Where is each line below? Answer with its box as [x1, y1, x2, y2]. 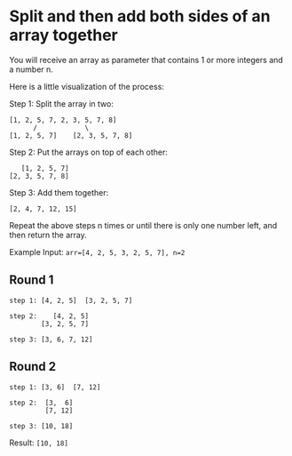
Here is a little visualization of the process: [9, 81, 164, 92]
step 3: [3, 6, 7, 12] [9, 335, 93, 344]
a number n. [9, 64, 53, 75]
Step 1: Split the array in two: [9, 98, 114, 108]
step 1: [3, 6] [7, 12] [9, 382, 101, 392]
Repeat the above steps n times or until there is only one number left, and [9, 220, 278, 230]
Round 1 [9, 273, 54, 288]
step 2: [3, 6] [9, 398, 74, 407]
